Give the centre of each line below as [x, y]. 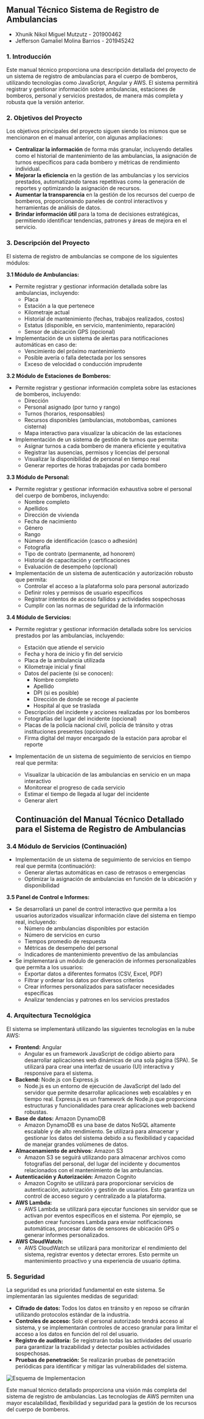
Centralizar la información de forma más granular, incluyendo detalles [104, 149]
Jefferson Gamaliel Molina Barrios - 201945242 [75, 41]
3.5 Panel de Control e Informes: [48, 897]
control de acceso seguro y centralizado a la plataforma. [95, 1196]
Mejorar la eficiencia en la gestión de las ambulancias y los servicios [102, 175]
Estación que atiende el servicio [64, 647]
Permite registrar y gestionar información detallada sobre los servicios [103, 629]
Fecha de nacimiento [51, 521]
